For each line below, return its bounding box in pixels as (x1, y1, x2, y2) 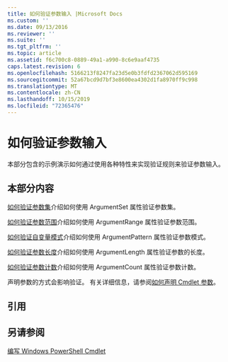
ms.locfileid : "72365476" (7, 103, 84, 110)
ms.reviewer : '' (7, 30, 55, 37)
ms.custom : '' (7, 17, 50, 24)
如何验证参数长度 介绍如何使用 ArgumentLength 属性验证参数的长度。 (7, 247, 209, 256)
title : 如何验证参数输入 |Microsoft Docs (7, 10, 122, 18)
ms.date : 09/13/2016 (7, 23, 69, 30)
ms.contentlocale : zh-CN (7, 89, 81, 96)
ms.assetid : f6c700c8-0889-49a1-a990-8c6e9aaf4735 (7, 57, 160, 64)
